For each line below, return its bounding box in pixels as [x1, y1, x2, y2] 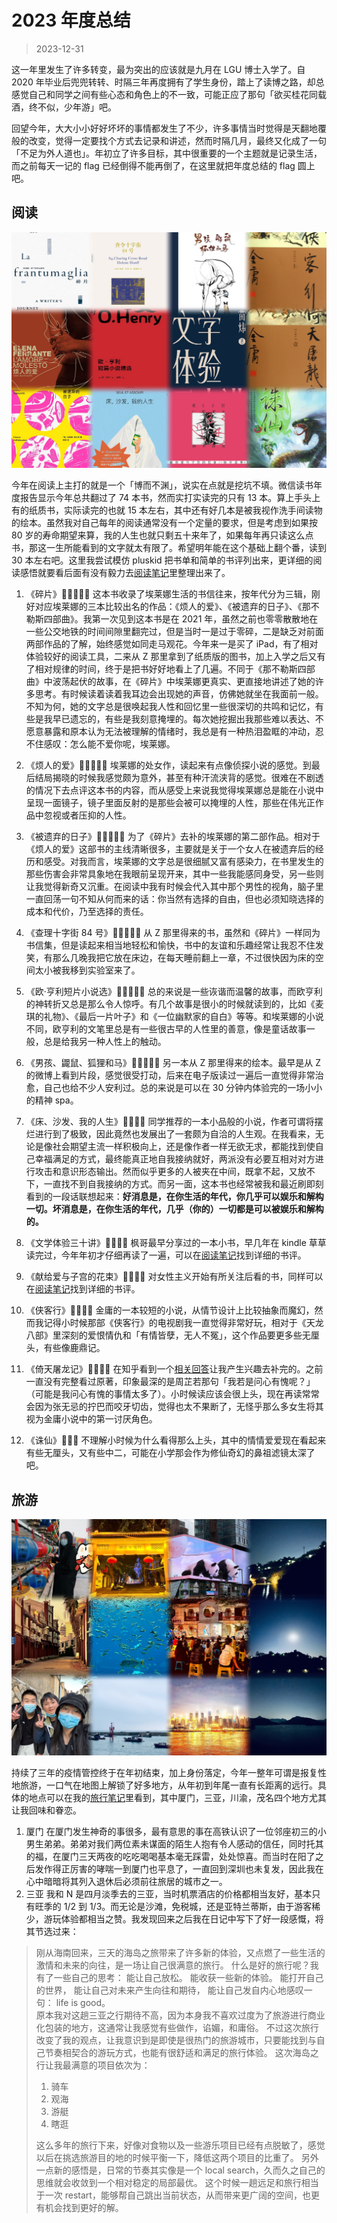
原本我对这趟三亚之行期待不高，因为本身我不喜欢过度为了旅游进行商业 [35, 2009, 326, 2021]
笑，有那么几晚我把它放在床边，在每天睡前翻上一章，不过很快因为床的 [25, 952, 316, 964]
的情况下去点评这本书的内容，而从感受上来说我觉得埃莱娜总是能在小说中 [25, 784, 324, 796]
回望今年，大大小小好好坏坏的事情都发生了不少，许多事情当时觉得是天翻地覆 [11, 122, 327, 134]
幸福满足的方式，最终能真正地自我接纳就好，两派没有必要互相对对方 [34, 1153, 316, 1165]
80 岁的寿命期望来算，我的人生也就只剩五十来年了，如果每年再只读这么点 [11, 529, 314, 541]
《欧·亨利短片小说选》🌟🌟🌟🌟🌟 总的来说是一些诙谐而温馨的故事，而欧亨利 [25, 986, 323, 998]
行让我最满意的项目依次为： [35, 2059, 151, 2071]
